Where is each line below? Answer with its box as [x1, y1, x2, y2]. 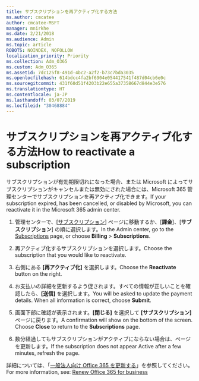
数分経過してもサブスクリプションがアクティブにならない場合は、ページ [14, 335, 191, 342]
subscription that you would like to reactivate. [14, 251, 127, 259]
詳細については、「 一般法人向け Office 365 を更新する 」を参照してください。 [6, 362, 194, 369]
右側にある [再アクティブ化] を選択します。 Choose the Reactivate [14, 264, 176, 271]
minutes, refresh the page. [14, 349, 80, 357]
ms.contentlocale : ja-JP [6, 92, 68, 97]
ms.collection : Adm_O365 [6, 58, 68, 64]
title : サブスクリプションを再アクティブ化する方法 [6, 8, 118, 15]
